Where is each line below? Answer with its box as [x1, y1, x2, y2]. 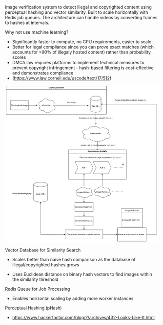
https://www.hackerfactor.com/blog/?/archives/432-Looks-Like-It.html [12, 315, 155, 321]
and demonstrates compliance [12, 70, 74, 75]
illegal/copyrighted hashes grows [12, 262, 80, 268]
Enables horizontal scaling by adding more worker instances [12, 296, 134, 301]
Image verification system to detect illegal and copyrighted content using [5, 4, 152, 10]
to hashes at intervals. [5, 20, 50, 25]
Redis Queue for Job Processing [5, 286, 70, 292]
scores [12, 54, 26, 60]
